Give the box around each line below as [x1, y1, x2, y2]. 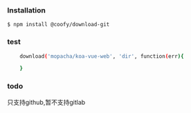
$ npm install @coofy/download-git [7, 21, 110, 28]
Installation [7, 6, 46, 15]
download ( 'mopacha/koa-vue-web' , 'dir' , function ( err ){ [19, 52, 185, 60]
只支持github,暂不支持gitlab [7, 98, 86, 106]
